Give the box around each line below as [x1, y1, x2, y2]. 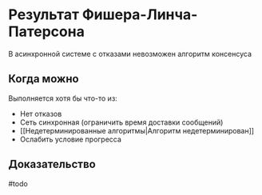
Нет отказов [19, 109, 62, 118]
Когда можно [8, 72, 79, 86]
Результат [8, 6, 80, 24]
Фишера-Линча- [82, 6, 198, 24]
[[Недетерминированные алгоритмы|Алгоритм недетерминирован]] [19, 125, 254, 135]
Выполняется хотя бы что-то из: [8, 94, 117, 103]
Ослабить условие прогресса [19, 134, 122, 144]
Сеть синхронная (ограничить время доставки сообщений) [19, 117, 224, 127]
